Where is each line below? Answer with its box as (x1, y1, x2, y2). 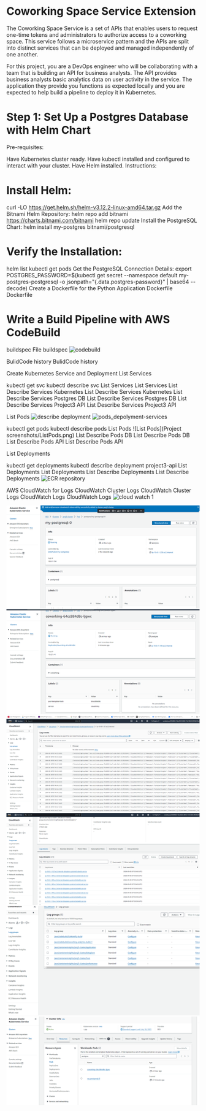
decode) (6, 284, 28, 292)
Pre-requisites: (6, 143, 44, 151)
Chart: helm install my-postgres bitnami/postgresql (6, 223, 135, 231)
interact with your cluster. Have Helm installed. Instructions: (6, 161, 157, 169)
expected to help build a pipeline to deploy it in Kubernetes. (6, 88, 157, 96)
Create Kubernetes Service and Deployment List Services (6, 369, 152, 377)
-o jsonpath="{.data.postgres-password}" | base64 (59, 278, 189, 285)
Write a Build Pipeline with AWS (6, 312, 170, 326)
